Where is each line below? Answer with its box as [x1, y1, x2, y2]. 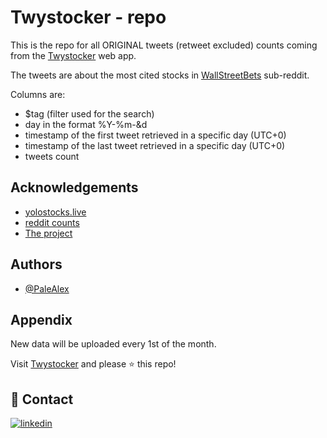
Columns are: [10, 88, 66, 100]
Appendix [10, 311, 73, 328]
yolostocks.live [24, 206, 87, 218]
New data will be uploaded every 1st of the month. [10, 338, 217, 350]
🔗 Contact [10, 391, 74, 408]
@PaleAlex [24, 282, 70, 295]
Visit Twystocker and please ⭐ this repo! [10, 358, 177, 370]
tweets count [24, 150, 80, 162]
